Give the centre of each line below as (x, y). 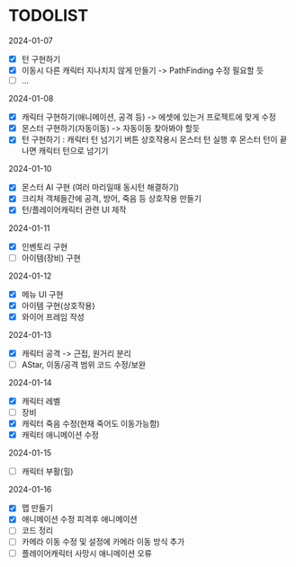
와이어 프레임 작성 (53, 316)
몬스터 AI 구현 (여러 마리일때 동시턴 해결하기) (100, 187)
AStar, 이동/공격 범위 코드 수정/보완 (83, 364)
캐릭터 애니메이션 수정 (60, 435)
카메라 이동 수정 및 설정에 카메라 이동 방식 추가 (103, 542)
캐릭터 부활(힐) (47, 472)
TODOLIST (49, 16)
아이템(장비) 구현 (51, 258)
